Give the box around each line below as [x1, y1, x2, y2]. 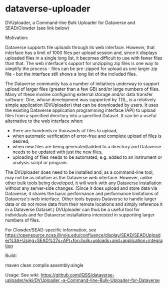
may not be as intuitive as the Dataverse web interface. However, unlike [5, 174, 152, 180]
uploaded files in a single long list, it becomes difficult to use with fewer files [5, 55, 162, 61]
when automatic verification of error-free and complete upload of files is [12, 133, 161, 139]
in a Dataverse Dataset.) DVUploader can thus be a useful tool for [5, 206, 140, 212]
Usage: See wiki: [5, 271, 40, 278]
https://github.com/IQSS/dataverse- [40, 271, 115, 278]
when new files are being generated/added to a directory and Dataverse [12, 143, 161, 149]
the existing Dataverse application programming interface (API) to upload [5, 107, 156, 113]
